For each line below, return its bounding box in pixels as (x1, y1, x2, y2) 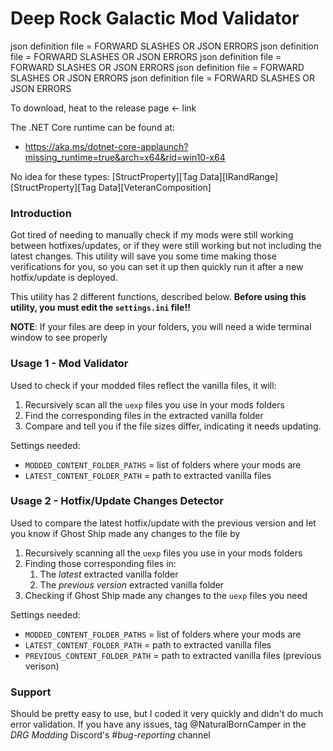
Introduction (10, 206, 72, 220)
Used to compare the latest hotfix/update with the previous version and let (10, 517, 317, 529)
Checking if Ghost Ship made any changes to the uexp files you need (24, 589, 308, 601)
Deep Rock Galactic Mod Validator (10, 7, 300, 30)
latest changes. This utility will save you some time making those (10, 250, 277, 262)
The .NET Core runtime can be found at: (10, 121, 175, 133)
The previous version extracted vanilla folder (39, 578, 225, 591)
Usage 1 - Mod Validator (10, 357, 129, 371)
